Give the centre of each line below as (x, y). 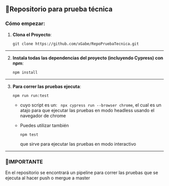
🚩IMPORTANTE (24, 161)
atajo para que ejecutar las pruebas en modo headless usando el (87, 110)
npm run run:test (31, 96)
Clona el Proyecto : (32, 34)
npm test (29, 134)
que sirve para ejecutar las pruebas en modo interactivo (78, 144)
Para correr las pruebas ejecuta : (47, 86)
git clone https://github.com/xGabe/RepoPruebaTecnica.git (76, 44)
